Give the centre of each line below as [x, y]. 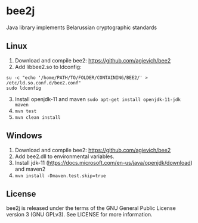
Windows [24, 136]
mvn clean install [38, 117]
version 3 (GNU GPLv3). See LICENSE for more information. [80, 215]
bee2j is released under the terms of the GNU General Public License [91, 208]
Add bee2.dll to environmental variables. [64, 156]
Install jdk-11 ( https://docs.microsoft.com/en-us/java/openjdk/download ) [103, 162]
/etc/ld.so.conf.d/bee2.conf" [44, 83]
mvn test [26, 111]
